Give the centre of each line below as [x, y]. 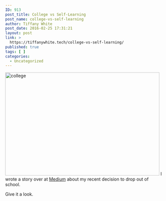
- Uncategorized [26, 61]
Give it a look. [19, 194]
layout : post [19, 33]
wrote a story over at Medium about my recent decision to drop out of [77, 179]
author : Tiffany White [29, 24]
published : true [22, 47]
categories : [17, 56]
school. [13, 184]
